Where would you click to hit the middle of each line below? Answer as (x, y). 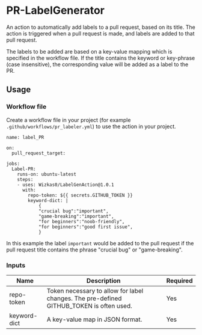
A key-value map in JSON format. (94, 319)
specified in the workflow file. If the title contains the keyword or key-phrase (101, 58)
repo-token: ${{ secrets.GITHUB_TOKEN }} (81, 195)
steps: (25, 179)
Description (104, 280)
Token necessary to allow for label (95, 290)
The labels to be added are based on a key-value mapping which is (89, 51)
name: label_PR (25, 137)
